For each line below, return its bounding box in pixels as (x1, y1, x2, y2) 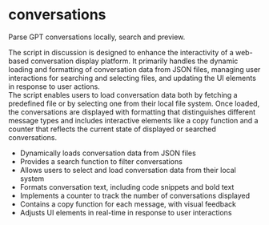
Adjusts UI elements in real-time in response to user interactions (19, 207, 232, 217)
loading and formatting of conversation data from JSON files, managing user (8, 64, 261, 74)
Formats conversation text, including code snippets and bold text (19, 182, 235, 191)
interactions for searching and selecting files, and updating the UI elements (8, 73, 256, 82)
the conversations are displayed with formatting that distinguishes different (8, 106, 256, 117)
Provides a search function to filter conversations (19, 156, 183, 166)
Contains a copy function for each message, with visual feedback (19, 199, 237, 209)
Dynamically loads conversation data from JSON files (19, 148, 196, 158)
